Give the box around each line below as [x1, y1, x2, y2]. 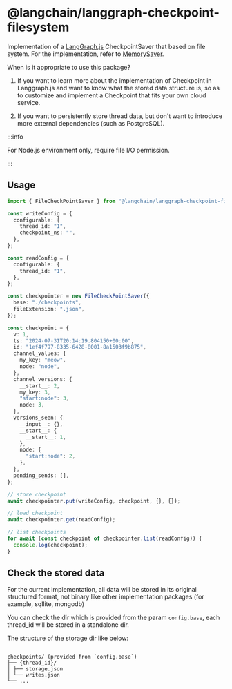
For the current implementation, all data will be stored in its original [7, 585, 197, 594]
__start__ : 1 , [25, 434, 67, 440]
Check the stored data [7, 567, 105, 579]
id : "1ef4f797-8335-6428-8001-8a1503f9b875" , [13, 344, 147, 351]
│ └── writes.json [7, 672, 60, 679]
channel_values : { [13, 350, 67, 357]
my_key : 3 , [19, 389, 51, 396]
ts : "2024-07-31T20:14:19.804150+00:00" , [13, 337, 135, 344]
